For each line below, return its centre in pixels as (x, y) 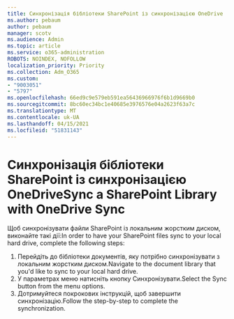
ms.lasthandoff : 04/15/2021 (48, 124)
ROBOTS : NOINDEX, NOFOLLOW (46, 59)
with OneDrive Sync (66, 209)
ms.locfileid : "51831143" (45, 130)
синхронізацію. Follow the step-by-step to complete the (97, 301)
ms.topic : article (34, 46)
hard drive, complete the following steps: (66, 243)
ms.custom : (23, 78)
